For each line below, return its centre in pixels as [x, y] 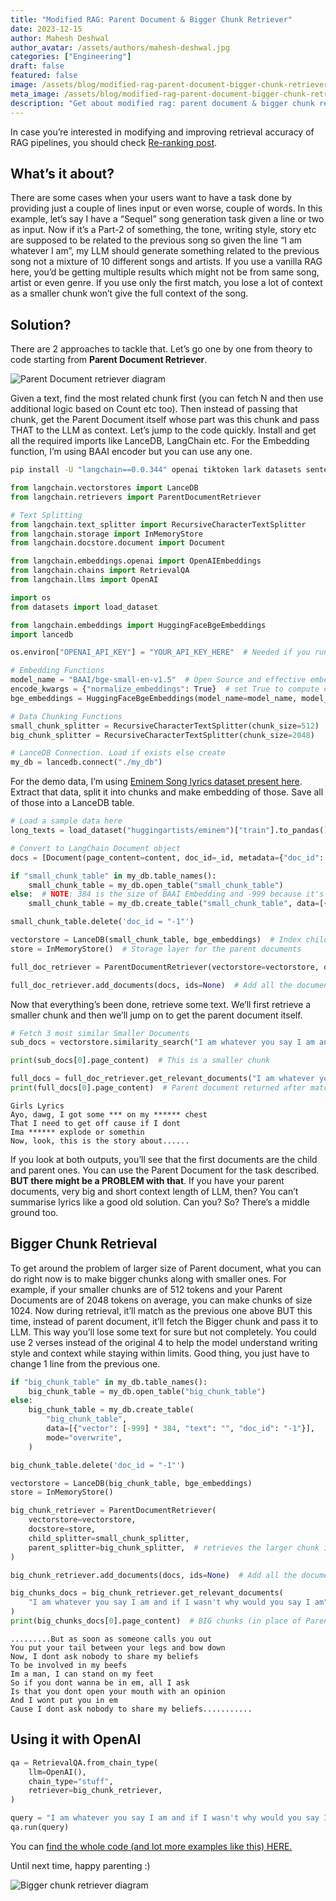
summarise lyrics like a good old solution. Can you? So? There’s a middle [160, 1202]
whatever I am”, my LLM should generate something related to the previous [165, 251]
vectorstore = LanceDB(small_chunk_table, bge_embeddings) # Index [156, 940]
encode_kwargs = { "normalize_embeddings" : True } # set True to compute [165, 689]
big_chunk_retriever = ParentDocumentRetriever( [113, 1511]
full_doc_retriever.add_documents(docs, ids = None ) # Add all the [151, 985]
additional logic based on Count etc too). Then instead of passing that [154, 409]
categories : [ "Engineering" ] [71, 57]
